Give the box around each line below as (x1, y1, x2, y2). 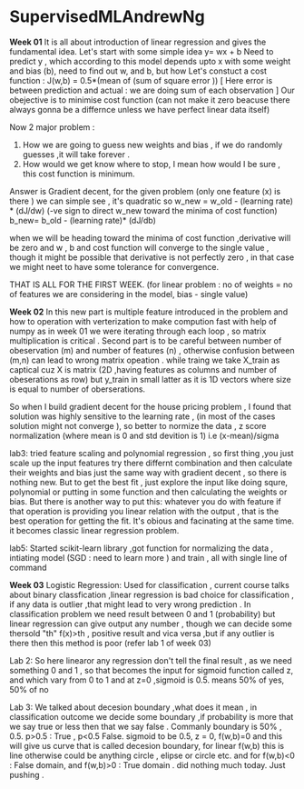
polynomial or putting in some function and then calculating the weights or (9, 486, 288, 497)
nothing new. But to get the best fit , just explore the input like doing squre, (9, 476, 289, 487)
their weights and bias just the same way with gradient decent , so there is (9, 466, 288, 478)
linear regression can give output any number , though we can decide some (9, 618, 292, 629)
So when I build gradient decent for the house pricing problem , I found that (9, 401, 292, 412)
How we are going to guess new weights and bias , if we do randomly (22, 139, 283, 150)
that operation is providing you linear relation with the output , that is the (9, 505, 279, 516)
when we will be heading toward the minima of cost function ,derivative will (9, 232, 291, 243)
